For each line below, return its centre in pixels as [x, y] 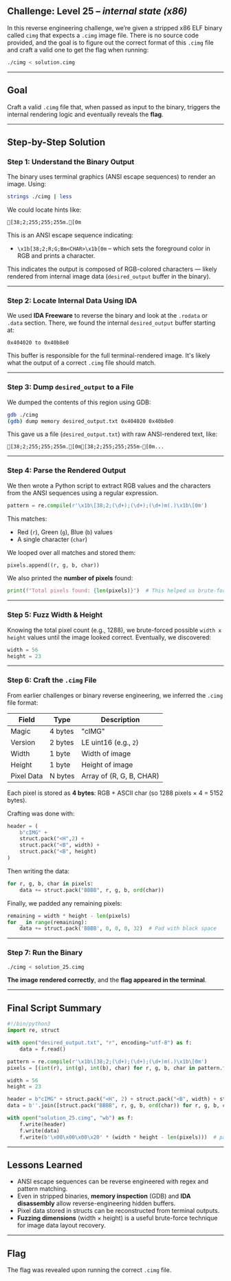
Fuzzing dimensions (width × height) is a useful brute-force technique [117, 1218]
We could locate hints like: [44, 210]
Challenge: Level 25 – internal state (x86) [97, 11]
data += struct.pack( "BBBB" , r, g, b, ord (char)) [92, 890]
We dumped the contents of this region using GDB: [79, 402]
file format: [23, 702]
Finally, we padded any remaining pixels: [65, 903]
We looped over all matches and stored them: [71, 552]
